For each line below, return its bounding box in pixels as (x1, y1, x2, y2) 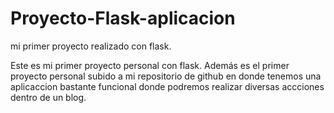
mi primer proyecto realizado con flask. (10, 40, 172, 52)
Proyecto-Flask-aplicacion (10, 7, 236, 30)
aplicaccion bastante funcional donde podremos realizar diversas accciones (10, 80, 325, 92)
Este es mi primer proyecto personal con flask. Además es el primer (10, 59, 290, 71)
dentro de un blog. (10, 91, 87, 103)
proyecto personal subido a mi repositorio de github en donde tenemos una (10, 70, 322, 82)
